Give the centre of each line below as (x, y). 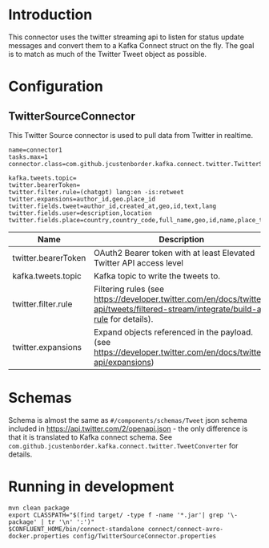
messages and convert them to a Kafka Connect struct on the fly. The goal (131, 45)
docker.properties (39, 536)
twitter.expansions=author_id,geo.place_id (82, 199)
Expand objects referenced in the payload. (173, 332)
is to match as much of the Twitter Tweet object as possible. (107, 54)
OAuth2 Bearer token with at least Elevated (174, 253)
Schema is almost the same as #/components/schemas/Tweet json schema (128, 420)
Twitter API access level (139, 262)
